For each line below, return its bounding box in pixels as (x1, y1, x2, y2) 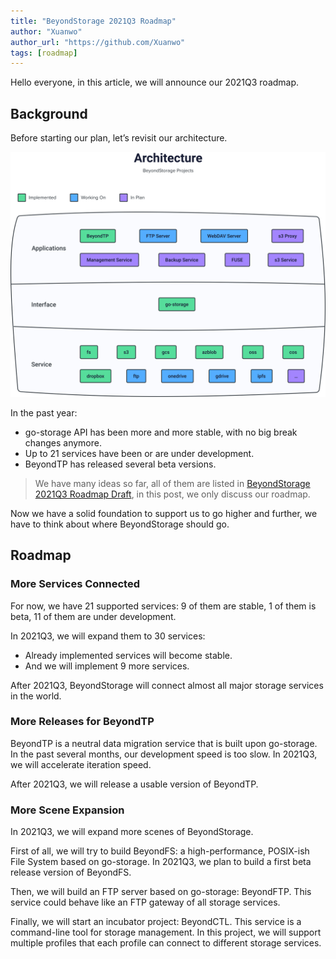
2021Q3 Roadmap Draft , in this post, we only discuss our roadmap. (34, 488, 311, 500)
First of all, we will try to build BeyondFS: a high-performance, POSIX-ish (10, 845, 310, 857)
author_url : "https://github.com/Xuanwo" (10, 37, 186, 47)
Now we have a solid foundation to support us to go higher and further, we (10, 507, 318, 519)
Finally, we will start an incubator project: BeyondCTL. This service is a (10, 916, 302, 928)
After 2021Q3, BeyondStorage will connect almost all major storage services (10, 679, 324, 691)
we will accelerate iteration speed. (10, 758, 152, 770)
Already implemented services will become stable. (24, 649, 233, 661)
